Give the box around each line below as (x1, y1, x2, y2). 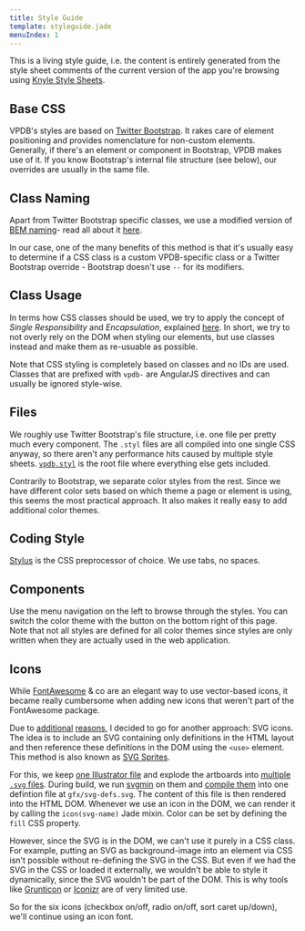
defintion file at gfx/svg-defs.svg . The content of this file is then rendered (9, 789, 287, 800)
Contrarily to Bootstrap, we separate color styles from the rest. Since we (9, 475, 281, 486)
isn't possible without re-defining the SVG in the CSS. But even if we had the (9, 854, 296, 866)
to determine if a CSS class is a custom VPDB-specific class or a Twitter (9, 252, 280, 263)
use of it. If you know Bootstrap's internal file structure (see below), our (9, 154, 278, 165)
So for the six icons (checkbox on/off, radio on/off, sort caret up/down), (9, 902, 278, 913)
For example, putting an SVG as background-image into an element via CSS (9, 845, 293, 856)
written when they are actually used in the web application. (9, 635, 230, 646)
